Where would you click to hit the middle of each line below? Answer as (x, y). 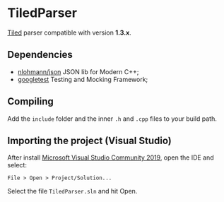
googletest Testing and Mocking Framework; (83, 79)
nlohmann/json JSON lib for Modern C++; (78, 71)
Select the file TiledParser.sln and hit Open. (72, 191)
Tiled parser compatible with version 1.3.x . (70, 32)
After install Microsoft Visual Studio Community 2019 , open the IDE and (111, 158)
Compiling (31, 101)
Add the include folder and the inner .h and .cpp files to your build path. (112, 119)
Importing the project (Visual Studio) (89, 140)
